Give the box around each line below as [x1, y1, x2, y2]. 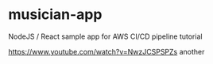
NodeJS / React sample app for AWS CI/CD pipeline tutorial [8, 32, 203, 41]
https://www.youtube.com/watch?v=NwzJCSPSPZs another [8, 47, 205, 56]
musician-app [8, 6, 103, 24]
